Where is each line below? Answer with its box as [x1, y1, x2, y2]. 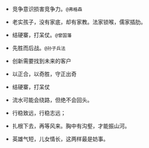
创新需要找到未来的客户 [12, 57, 71, 64]
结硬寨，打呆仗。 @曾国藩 [12, 31, 72, 39]
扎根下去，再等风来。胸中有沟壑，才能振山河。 [12, 122, 130, 130]
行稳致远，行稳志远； [12, 109, 66, 116]
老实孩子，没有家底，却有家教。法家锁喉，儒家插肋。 [12, 18, 147, 26]
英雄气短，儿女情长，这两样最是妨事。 [12, 135, 109, 142]
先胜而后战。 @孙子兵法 [12, 45, 66, 51]
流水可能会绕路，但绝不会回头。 [12, 97, 93, 103]
